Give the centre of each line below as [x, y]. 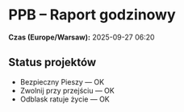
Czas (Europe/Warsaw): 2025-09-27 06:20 [82, 37]
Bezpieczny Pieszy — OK [62, 81]
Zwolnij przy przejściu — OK [67, 90]
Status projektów [52, 62]
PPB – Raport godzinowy [92, 15]
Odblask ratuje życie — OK [65, 99]
